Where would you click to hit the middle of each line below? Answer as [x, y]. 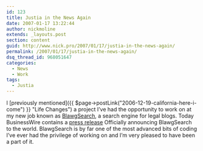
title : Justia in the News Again [49, 18]
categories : [21, 63]
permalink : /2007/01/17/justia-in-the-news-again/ [72, 52]
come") [16, 109]
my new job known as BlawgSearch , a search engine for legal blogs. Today [100, 116]
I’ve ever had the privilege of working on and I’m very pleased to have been [101, 135]
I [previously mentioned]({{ [40, 103]
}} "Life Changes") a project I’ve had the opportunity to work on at [109, 109]
